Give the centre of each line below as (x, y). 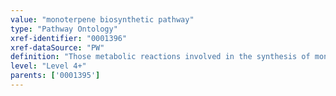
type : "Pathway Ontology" (64, 29)
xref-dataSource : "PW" (57, 47)
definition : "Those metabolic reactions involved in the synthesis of (160, 57)
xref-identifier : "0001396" (69, 38)
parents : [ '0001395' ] (55, 76)
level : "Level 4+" (48, 66)
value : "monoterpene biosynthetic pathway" (102, 19)
